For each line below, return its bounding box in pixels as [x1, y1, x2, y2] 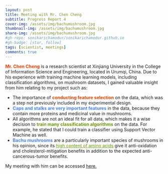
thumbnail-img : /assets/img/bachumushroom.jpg [5, 26, 104, 31]
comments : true [5, 49, 37, 54]
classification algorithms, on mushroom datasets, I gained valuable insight [5, 79, 158, 85]
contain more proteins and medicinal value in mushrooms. [12, 110, 132, 116]
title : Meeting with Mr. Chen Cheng [5, 12, 82, 17]
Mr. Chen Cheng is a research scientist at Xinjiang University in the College [5, 63, 161, 69]
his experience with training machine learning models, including [5, 74, 137, 80]
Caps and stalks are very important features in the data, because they [12, 105, 160, 111]
